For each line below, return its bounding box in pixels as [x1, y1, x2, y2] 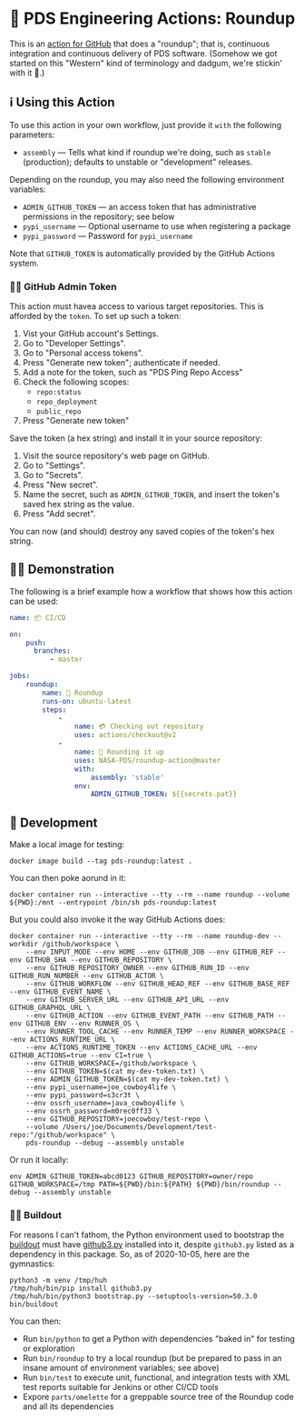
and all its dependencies [22, 1401, 114, 1412]
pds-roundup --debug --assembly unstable [25, 1138, 184, 1148]
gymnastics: [9, 1258, 55, 1269]
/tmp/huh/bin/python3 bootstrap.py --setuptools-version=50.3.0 [9, 1292, 258, 1301]
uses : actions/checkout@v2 [74, 731, 177, 740]
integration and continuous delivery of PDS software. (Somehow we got [9, 47, 278, 58]
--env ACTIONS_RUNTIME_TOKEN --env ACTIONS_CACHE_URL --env [25, 1043, 258, 1053]
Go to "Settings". [22, 460, 86, 471]
